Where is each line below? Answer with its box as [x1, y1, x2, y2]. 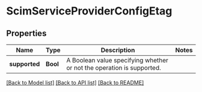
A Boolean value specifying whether [66, 56, 168, 64]
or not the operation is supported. [66, 64, 161, 72]
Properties [6, 28, 47, 38]
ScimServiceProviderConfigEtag [6, 4, 173, 18]
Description [100, 46, 135, 54]
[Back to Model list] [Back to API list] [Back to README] [6, 79, 144, 86]
